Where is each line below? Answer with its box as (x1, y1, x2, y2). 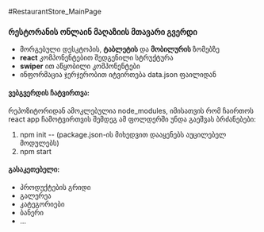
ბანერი (19, 207, 44, 217)
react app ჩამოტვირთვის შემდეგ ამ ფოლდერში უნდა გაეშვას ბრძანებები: (8, 114, 256, 124)
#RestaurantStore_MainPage (8, 7, 101, 16)
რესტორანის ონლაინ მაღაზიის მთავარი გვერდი (8, 26, 197, 37)
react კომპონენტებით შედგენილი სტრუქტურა (19, 53, 174, 63)
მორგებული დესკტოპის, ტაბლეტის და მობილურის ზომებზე (19, 44, 220, 54)
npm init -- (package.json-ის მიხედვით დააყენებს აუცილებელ (19, 130, 227, 139)
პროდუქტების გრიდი (19, 182, 91, 191)
